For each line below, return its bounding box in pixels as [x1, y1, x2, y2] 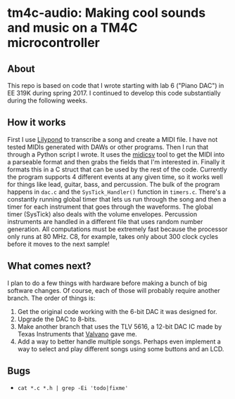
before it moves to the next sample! [7, 240, 110, 248]
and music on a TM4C [7, 20, 138, 36]
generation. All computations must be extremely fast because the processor [7, 225, 228, 233]
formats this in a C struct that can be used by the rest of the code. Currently [7, 165, 227, 174]
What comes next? [7, 260, 91, 272]
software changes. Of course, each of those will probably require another [7, 286, 220, 294]
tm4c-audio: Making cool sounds [7, 5, 206, 21]
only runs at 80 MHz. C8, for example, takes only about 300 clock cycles [7, 232, 219, 240]
